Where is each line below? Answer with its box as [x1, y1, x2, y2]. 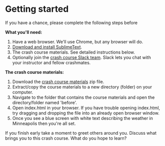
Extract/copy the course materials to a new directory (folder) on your [12, 84, 152, 89]
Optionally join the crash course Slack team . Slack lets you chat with [12, 54, 151, 60]
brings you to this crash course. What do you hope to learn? [5, 135, 127, 141]
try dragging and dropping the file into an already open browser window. [12, 110, 160, 116]
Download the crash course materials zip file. [12, 79, 104, 85]
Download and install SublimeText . [12, 44, 82, 50]
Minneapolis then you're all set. [12, 120, 76, 126]
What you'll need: [5, 29, 42, 35]
